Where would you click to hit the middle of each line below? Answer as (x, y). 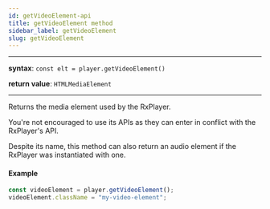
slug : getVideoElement (46, 38)
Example (23, 173)
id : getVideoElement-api (50, 16)
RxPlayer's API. (33, 131)
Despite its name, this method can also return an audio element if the (123, 147)
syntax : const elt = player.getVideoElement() (87, 68)
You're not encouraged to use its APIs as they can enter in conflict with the (132, 123)
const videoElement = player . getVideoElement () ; (91, 190)
